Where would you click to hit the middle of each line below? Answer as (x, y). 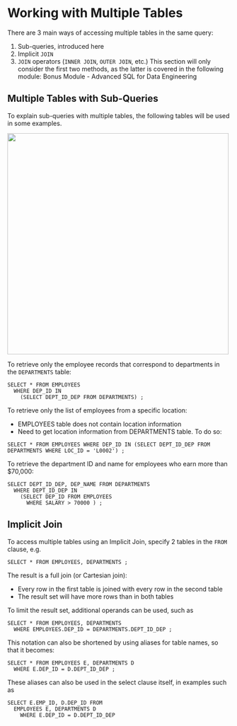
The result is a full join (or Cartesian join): (67, 575)
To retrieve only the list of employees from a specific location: (97, 410)
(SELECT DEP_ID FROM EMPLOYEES (66, 497)
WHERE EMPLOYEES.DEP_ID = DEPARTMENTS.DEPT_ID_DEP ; (93, 629)
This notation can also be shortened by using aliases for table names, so (113, 643)
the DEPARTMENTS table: (40, 371)
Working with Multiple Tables (95, 13)
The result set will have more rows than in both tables (96, 597)
